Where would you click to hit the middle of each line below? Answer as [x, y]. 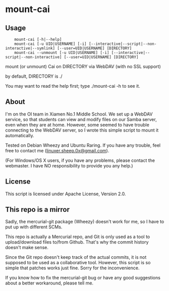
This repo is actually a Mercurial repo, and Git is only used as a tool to [78, 237]
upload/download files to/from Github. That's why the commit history [77, 242]
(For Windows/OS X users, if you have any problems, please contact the [80, 160]
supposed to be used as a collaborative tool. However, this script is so [78, 263]
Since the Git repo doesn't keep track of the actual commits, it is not [76, 257]
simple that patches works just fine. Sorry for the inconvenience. [72, 268]
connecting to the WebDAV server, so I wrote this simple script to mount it [82, 130]
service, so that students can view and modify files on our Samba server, [81, 119]
